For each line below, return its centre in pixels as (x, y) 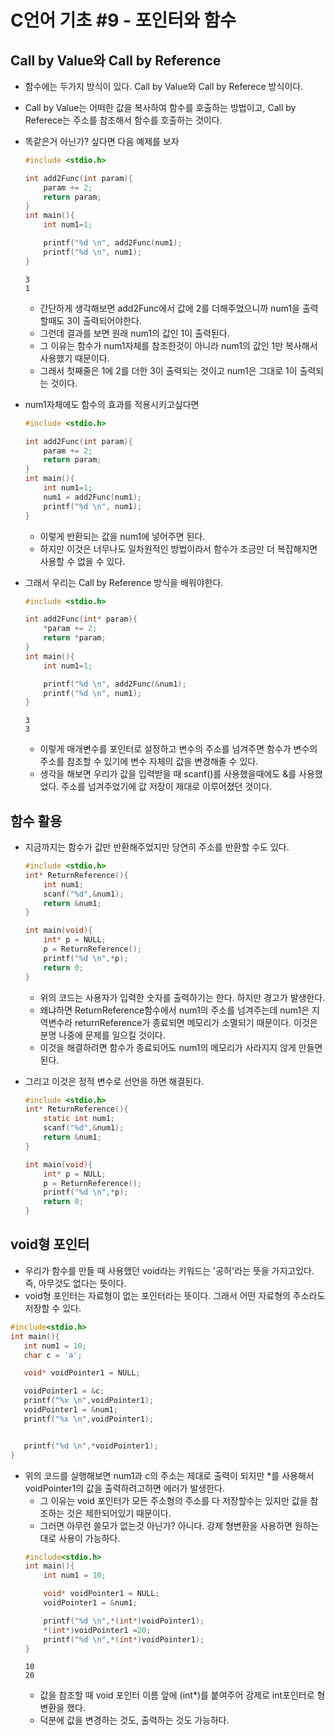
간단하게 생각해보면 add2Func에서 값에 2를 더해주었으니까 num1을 (169, 308)
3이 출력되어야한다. (104, 320)
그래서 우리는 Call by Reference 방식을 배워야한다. (124, 582)
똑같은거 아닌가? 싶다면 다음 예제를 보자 (102, 141)
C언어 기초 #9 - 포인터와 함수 (123, 20)
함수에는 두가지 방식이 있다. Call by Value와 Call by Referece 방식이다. (164, 86)
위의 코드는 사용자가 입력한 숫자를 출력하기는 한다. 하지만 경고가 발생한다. (182, 997)
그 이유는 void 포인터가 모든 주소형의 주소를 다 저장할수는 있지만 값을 (173, 1500)
